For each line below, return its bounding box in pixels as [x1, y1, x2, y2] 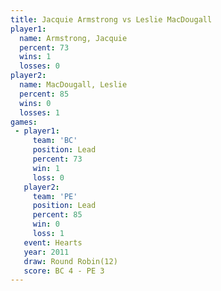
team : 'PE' [32, 191, 78, 201]
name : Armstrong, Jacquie [19, 33, 128, 43]
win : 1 [32, 163, 60, 173]
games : [10, 117, 38, 127]
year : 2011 [23, 247, 70, 257]
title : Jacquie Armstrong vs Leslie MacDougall [10, 14, 213, 25]
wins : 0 [19, 98, 52, 108]
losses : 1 [19, 107, 60, 118]
